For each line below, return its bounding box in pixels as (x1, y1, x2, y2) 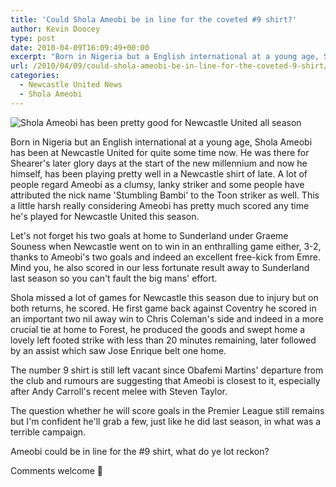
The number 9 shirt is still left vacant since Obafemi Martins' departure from (10, 364, 324, 376)
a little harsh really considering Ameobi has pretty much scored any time (10, 199, 310, 211)
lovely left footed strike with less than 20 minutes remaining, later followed (10, 334, 317, 346)
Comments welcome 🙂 (10, 464, 104, 476)
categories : (10, 71, 60, 81)
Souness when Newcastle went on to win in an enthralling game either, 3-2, (10, 240, 322, 252)
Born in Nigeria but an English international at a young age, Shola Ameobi (10, 136, 313, 148)
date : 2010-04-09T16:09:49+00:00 (10, 42, 150, 53)
